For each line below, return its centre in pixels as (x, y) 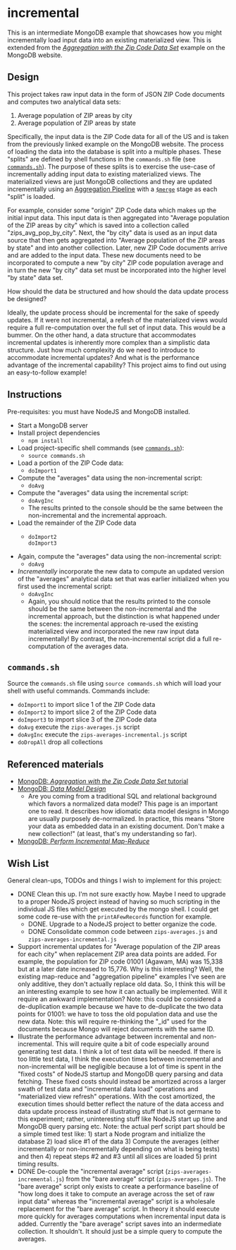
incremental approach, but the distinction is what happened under (124, 616)
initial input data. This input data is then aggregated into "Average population (118, 217)
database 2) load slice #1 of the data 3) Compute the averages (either (118, 1141)
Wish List (28, 863)
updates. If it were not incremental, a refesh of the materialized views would (117, 320)
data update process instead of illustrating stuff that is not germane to (119, 1111)
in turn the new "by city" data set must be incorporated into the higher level (117, 270)
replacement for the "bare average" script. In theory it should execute (118, 1209)
